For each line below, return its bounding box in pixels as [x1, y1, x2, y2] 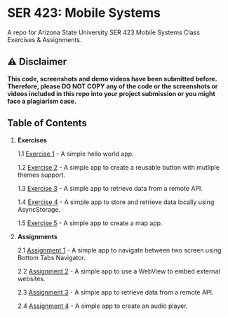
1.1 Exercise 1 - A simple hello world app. [17, 149, 135, 158]
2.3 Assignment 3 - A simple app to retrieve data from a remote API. [17, 288, 214, 296]
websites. [17, 274, 46, 283]
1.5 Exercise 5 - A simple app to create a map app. [17, 219, 163, 227]
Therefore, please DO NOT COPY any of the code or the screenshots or [7, 82, 218, 90]
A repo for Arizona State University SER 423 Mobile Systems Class [7, 28, 200, 36]
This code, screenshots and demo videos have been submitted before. [7, 74, 217, 83]
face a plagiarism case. [7, 97, 77, 105]
